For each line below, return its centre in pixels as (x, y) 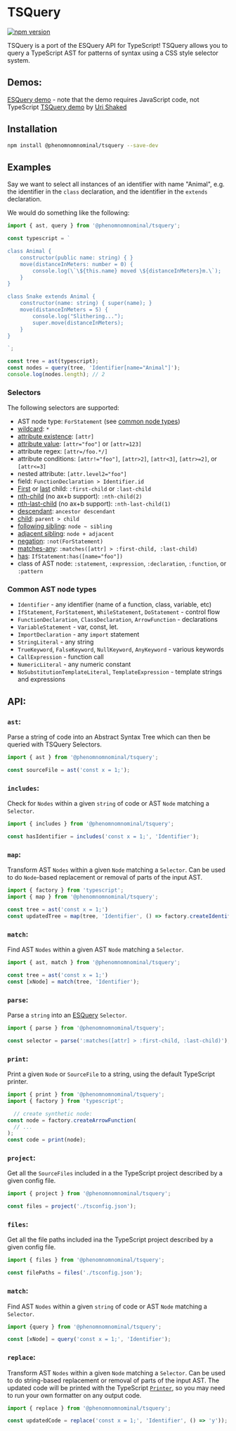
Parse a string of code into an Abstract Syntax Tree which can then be (109, 737)
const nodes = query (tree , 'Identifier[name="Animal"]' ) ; (94, 368)
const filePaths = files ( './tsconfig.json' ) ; (75, 1273)
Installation (32, 129)
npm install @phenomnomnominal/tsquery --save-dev (83, 145)
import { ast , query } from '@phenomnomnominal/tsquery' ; (94, 226)
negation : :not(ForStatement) (60, 541)
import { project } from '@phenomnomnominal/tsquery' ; (89, 1194)
